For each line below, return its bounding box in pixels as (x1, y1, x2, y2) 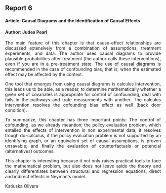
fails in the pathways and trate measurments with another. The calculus (5, 97, 161, 103)
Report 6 (5, 4, 33, 12)
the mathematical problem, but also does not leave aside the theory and (5, 163, 161, 169)
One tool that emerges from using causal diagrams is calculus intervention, (5, 81, 161, 87)
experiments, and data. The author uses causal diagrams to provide (5, 50, 161, 56)
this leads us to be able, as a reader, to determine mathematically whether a (5, 86, 161, 92)
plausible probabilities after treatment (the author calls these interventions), (5, 56, 161, 62)
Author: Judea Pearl (5, 29, 48, 35)
